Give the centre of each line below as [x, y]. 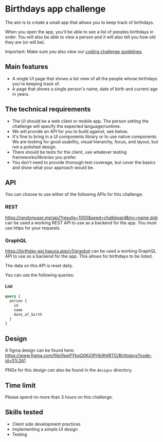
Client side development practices [46, 424]
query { [13, 297]
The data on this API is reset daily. [39, 265]
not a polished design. [34, 147]
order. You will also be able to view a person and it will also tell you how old [80, 37]
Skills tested [24, 412]
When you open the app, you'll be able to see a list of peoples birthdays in [80, 32]
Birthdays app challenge [55, 9]
